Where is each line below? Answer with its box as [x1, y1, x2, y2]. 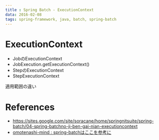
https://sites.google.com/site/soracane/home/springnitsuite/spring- [12, 118, 154, 124]
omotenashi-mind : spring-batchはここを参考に [12, 129, 111, 135]
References [5, 101, 55, 113]
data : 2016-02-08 [5, 12, 42, 17]
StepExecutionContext [12, 73, 60, 79]
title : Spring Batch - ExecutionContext [5, 7, 94, 13]
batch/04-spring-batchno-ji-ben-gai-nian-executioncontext [12, 123, 138, 129]
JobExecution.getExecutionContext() [12, 61, 90, 67]
